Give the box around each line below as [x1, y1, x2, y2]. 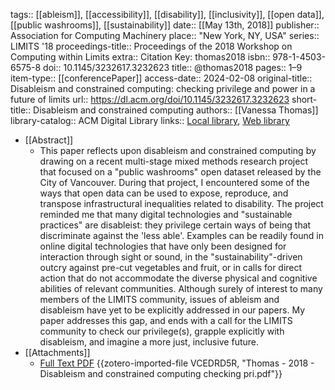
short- [291, 94, 318, 105]
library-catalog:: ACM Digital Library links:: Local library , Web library [10, 115, 290, 126]
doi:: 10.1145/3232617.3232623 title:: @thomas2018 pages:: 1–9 [43, 62, 303, 73]
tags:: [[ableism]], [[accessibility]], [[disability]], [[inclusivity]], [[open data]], [10, 9, 325, 20]
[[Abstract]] [24, 134, 74, 146]
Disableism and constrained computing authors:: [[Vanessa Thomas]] [33, 104, 319, 116]
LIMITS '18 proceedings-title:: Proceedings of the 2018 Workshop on [10, 40, 293, 52]
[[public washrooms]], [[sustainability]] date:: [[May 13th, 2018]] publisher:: [10, 19, 320, 31]
